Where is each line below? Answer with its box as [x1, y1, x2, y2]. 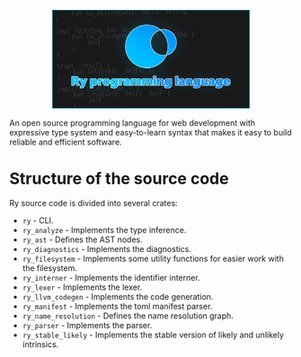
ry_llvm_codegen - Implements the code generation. [22, 292, 214, 302]
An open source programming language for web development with [9, 118, 256, 128]
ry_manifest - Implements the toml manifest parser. [22, 301, 213, 312]
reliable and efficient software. [9, 136, 123, 148]
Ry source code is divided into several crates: [9, 198, 178, 209]
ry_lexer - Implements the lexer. [22, 282, 143, 292]
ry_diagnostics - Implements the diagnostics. [22, 244, 191, 255]
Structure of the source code [9, 168, 229, 188]
